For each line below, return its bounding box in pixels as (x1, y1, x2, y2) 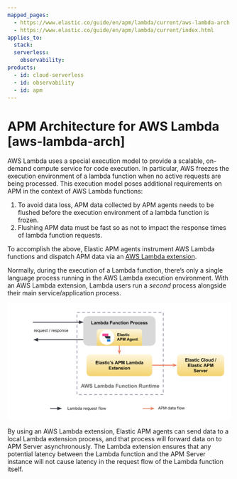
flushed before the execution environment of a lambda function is (17, 209, 209, 217)
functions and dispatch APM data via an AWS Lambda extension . (7, 253, 197, 261)
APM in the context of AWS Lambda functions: (7, 187, 143, 196)
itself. (7, 465, 23, 473)
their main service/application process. (7, 289, 122, 298)
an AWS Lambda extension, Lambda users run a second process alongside (7, 281, 227, 290)
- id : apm (13, 86, 43, 94)
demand (7, 164, 32, 173)
